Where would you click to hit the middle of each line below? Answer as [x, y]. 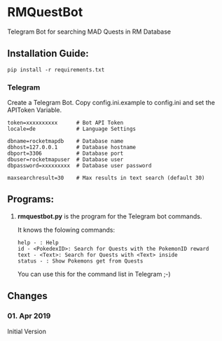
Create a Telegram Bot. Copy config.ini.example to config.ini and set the [111, 103]
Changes [27, 296]
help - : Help [38, 242]
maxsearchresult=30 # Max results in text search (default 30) [106, 178]
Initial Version [27, 331]
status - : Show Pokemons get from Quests [80, 261]
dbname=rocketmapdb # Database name [65, 141]
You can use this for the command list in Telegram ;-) [94, 274]
